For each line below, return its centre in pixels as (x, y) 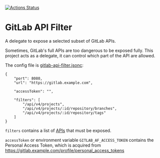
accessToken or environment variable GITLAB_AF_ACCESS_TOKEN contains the (80, 140)
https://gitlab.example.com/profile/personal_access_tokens (65, 150)
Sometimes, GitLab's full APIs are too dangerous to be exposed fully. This (79, 50)
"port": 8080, (28, 79)
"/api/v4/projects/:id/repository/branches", (70, 108)
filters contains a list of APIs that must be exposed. (58, 131)
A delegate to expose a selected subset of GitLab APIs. (60, 41)
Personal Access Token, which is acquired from (53, 145)
